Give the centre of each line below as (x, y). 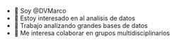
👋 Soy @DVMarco (40, 11)
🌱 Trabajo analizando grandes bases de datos (81, 25)
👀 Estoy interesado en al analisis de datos (75, 18)
